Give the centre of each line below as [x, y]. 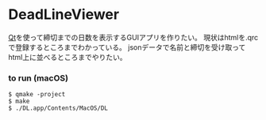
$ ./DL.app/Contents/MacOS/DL [58, 108]
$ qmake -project [37, 95]
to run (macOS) [39, 78]
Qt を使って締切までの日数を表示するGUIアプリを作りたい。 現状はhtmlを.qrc [133, 37]
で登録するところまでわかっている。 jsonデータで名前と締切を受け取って [127, 47]
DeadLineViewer [64, 15]
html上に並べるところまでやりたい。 [67, 57]
